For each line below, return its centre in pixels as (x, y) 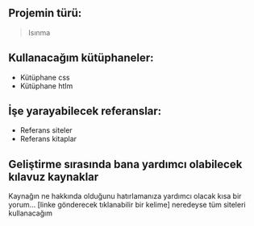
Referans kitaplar (48, 139)
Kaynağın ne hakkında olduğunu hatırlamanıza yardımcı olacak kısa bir (125, 196)
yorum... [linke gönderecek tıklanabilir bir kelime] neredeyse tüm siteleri (127, 205)
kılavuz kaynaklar (54, 177)
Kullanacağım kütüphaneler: (81, 58)
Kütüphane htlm (46, 86)
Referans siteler (46, 130)
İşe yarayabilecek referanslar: (85, 111)
